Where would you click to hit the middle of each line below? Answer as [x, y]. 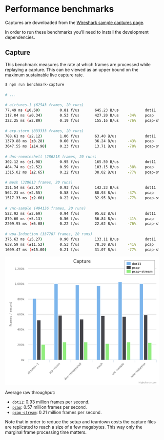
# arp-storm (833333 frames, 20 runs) [44, 131]
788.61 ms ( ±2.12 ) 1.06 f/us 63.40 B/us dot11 [81, 136]
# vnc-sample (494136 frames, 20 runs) [46, 208]
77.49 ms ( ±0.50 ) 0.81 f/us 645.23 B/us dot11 [81, 110]
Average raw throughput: [30, 393]
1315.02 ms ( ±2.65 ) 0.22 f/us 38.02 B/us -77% [71, 172]
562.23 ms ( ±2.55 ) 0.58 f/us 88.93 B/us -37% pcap [79, 193]
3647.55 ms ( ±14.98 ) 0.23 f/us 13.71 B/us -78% [71, 146]
